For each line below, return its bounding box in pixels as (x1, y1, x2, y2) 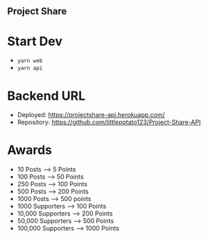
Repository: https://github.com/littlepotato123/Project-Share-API (17, 118, 201, 127)
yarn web (17, 57, 43, 64)
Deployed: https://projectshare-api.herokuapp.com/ (17, 111, 165, 119)
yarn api (17, 65, 43, 72)
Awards (7, 142, 53, 158)
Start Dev (7, 33, 62, 49)
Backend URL (7, 88, 85, 103)
